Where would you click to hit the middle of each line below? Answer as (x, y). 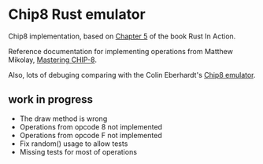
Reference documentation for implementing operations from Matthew (121, 51)
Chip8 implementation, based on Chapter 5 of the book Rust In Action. (122, 36)
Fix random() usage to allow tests (74, 144)
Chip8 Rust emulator (77, 15)
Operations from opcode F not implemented (91, 135)
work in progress (50, 100)
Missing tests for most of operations (78, 151)
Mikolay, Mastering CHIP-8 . (52, 60)
